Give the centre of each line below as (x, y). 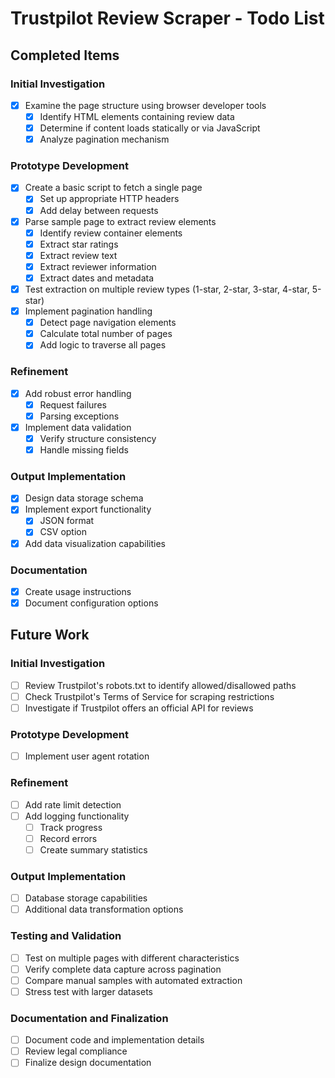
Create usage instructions (78, 591)
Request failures (73, 404)
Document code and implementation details (114, 1040)
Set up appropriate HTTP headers (109, 199)
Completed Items (65, 55)
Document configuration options (91, 603)
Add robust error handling (78, 393)
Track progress (71, 827)
